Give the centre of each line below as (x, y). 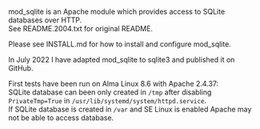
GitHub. (21, 68)
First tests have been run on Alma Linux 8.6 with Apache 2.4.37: (114, 84)
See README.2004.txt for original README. (81, 28)
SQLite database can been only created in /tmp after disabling (110, 92)
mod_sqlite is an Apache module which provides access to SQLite (117, 12)
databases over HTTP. (45, 20)
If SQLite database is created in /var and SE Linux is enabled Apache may (130, 109)
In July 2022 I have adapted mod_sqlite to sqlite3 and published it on (122, 60)
